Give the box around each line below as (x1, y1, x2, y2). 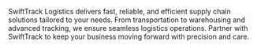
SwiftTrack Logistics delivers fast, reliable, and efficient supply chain (8, 7, 231, 16)
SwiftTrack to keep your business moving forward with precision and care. (8, 32, 250, 41)
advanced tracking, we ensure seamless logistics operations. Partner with (8, 24, 248, 32)
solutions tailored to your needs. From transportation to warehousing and (8, 15, 246, 24)
